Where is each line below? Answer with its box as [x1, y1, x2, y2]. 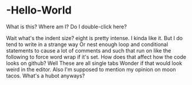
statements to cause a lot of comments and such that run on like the [6, 47, 171, 54]
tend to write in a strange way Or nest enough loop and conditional [6, 41, 168, 48]
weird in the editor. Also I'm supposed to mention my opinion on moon [6, 66, 176, 73]
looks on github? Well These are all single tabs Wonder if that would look [6, 60, 183, 67]
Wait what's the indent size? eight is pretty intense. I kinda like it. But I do [6, 34, 183, 41]
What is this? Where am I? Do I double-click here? [6, 23, 127, 30]
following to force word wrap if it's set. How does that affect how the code [6, 53, 187, 60]
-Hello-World [6, 4, 72, 17]
